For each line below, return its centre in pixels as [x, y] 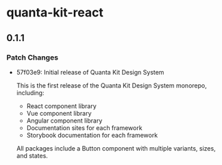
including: [30, 92]
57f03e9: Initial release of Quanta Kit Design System [90, 72]
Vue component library [59, 113]
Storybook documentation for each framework [92, 135]
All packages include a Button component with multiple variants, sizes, [116, 148]
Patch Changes [33, 58]
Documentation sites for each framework [84, 127]
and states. [32, 155]
